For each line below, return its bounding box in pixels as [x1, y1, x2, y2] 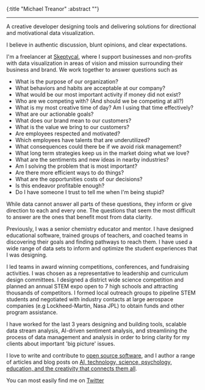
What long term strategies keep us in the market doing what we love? [15, 149, 190, 157]
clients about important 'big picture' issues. [6, 340, 115, 347]
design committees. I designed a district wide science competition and [6, 276, 184, 283]
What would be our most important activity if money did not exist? [15, 91, 181, 98]
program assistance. [6, 309, 58, 316]
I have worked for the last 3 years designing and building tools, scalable [6, 321, 187, 328]
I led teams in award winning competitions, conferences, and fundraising [6, 263, 189, 270]
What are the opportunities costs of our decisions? [15, 176, 143, 182]
